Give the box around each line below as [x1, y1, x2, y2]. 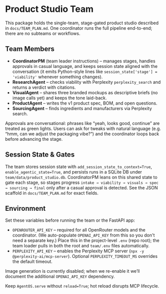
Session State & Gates [5, 150, 75, 159]
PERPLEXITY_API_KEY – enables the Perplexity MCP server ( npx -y [12, 248, 145, 254]
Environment [5, 204, 46, 213]
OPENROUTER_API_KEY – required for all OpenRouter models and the [12, 227, 146, 233]
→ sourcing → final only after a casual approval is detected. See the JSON [5, 184, 158, 190]
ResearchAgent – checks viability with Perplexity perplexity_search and [12, 79, 161, 85]
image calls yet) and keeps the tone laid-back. [12, 95, 107, 101]
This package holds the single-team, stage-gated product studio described [5, 20, 159, 26]
